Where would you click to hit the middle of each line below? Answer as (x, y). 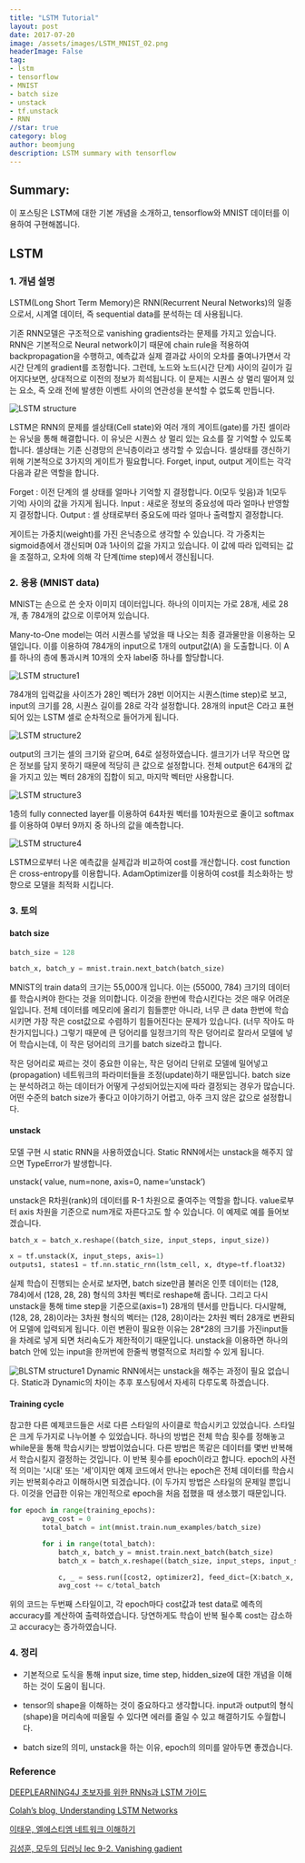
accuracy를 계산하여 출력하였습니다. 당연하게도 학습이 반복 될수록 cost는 (139, 1616)
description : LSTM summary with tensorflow (93, 153)
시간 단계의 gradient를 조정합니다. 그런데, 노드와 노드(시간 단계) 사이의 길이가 (146, 368)
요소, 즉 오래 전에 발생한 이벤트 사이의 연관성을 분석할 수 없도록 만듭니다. (147, 390)
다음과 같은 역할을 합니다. (54, 473)
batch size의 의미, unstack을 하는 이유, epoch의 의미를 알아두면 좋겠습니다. (157, 1747)
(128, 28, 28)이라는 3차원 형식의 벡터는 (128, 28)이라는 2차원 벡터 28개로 (140, 1318)
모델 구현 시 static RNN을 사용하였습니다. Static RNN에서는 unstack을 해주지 (147, 1152)
